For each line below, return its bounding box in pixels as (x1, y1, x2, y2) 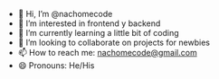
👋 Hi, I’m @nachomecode (17, 9, 113, 19)
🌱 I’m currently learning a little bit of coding (17, 28, 179, 38)
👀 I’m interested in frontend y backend (17, 18, 161, 29)
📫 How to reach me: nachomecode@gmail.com (17, 48, 197, 57)
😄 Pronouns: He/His (17, 60, 95, 71)
